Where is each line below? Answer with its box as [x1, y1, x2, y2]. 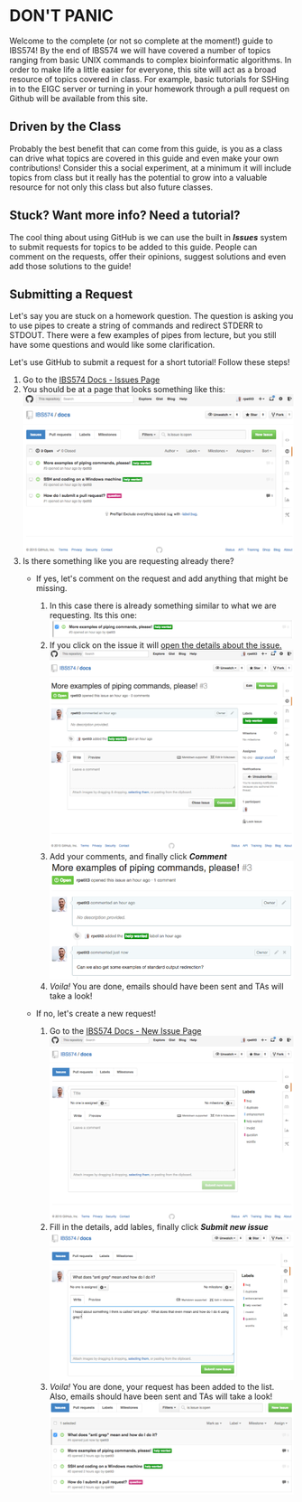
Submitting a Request [9, 286, 133, 302]
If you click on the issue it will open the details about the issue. [49, 639, 282, 651]
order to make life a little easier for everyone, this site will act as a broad [9, 64, 277, 75]
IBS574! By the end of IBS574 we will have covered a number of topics [9, 44, 271, 55]
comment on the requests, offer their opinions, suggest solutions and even [9, 250, 287, 262]
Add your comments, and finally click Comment [49, 851, 227, 862]
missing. [35, 583, 68, 594]
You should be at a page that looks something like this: [22, 384, 225, 395]
